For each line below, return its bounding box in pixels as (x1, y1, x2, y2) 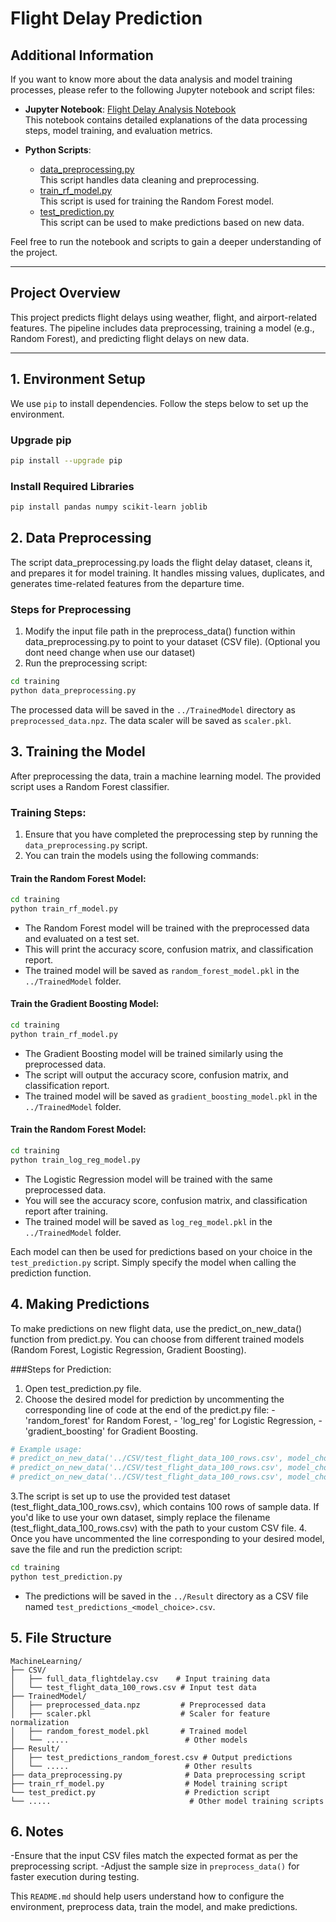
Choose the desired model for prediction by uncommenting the (24, 1393, 285, 1405)
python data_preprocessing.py (10, 685, 137, 696)
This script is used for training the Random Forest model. (39, 195, 275, 207)
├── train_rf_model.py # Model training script (10, 1778, 288, 1789)
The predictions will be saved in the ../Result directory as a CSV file (24, 1590, 309, 1602)
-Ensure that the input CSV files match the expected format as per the (10, 1850, 298, 1862)
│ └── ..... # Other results (10, 1761, 253, 1771)
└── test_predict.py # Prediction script (10, 1787, 271, 1797)
